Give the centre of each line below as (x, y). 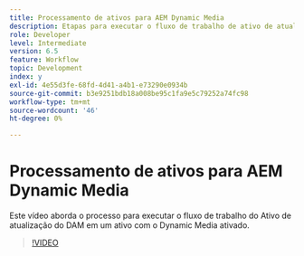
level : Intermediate (48, 43)
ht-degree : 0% (36, 119)
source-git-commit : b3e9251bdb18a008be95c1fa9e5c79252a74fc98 (129, 93)
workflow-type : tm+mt (50, 102)
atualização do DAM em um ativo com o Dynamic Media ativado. (130, 225)
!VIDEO (45, 243)
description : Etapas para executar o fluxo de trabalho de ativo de (141, 26)
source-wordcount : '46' (54, 110)
